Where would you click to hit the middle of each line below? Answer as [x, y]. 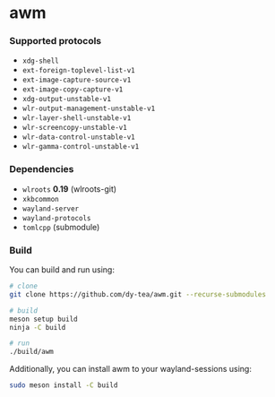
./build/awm [31, 352]
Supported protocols [56, 41]
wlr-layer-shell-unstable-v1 [77, 118]
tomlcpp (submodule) [61, 227]
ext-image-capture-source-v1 [77, 80]
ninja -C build [38, 327]
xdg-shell [41, 61]
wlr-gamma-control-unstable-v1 [81, 147]
